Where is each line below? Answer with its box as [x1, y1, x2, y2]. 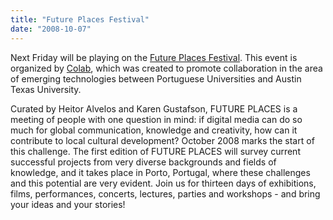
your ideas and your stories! [10, 198, 126, 210]
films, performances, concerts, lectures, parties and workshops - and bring [10, 187, 321, 200]
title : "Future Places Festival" [10, 14, 150, 25]
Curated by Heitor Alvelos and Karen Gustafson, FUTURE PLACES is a [10, 102, 298, 115]
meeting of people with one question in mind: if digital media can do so [10, 113, 303, 125]
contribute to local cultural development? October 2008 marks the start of [10, 134, 315, 146]
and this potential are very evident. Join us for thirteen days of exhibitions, [10, 177, 317, 189]
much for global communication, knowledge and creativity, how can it [10, 124, 298, 136]
